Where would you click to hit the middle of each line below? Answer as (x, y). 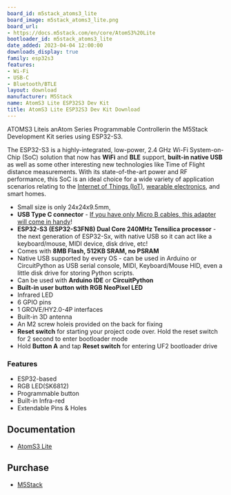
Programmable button (48, 394)
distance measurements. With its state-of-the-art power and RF (98, 171)
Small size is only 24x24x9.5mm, (64, 207)
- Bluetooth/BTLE (32, 84)
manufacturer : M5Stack (40, 97)
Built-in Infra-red (41, 401)
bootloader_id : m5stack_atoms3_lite (60, 39)
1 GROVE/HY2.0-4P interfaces (60, 309)
